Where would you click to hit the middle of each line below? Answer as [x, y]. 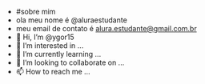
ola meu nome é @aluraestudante [72, 20]
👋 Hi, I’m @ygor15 [45, 37]
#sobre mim [36, 12]
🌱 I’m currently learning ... [58, 54]
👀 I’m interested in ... [50, 46]
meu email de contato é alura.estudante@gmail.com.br [107, 28]
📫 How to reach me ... [53, 72]
